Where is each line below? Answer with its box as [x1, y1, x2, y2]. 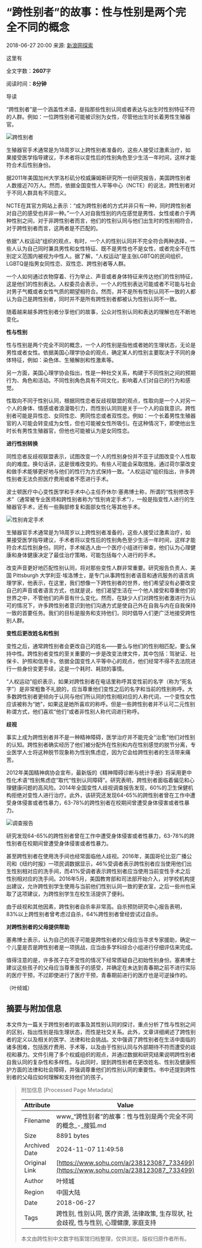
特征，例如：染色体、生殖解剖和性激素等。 [11, 356, 117, 363]
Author [23, 1176, 44, 1185]
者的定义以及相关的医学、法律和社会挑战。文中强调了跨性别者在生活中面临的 [6, 1035, 196, 1043]
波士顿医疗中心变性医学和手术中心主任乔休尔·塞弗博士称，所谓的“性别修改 [6, 488, 189, 495]
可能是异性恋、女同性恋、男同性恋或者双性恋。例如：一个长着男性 [16, 412, 180, 419]
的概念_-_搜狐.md [56, 1121, 107, 1129]
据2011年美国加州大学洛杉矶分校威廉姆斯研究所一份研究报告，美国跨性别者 [6, 174, 191, 181]
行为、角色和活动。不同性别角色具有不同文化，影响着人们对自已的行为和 [6, 376, 185, 384]
